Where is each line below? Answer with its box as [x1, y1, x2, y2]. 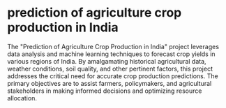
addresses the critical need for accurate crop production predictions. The [7, 71, 218, 80]
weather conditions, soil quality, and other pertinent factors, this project [7, 64, 213, 73]
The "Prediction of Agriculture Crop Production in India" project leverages [7, 42, 220, 51]
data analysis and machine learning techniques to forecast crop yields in [7, 50, 216, 58]
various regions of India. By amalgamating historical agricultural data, [7, 57, 207, 65]
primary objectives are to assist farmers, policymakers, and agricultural [7, 79, 212, 87]
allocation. [7, 93, 37, 102]
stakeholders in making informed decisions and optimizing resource [7, 87, 202, 95]
